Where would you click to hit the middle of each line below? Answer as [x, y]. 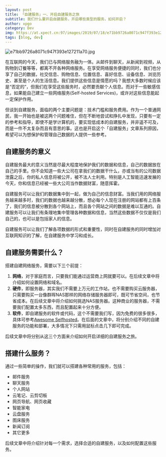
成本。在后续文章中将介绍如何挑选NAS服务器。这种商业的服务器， [84, 301]
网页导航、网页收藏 [32, 402]
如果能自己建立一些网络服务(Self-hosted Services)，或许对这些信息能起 [86, 93]
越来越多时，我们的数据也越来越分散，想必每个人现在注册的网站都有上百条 [85, 200]
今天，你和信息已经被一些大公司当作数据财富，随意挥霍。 [63, 183]
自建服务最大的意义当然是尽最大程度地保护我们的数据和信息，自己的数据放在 [83, 164]
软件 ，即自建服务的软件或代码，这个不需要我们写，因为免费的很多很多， [86, 313]
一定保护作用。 [20, 99]
